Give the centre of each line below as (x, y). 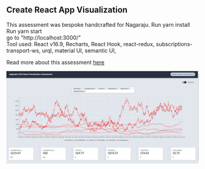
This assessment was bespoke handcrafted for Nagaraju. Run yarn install (98, 24)
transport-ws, (23, 50)
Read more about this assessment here (56, 62)
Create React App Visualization (67, 10)
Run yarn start (24, 31)
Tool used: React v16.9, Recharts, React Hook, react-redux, (81, 44)
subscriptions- (174, 44)
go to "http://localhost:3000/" (44, 37)
